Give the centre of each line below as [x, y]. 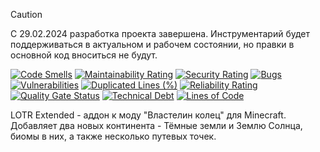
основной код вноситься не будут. [84, 55]
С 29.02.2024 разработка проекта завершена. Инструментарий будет [160, 33]
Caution [26, 14]
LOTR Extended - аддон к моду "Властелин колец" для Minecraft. [148, 115]
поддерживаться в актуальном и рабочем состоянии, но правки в [152, 44]
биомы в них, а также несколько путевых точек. [113, 136]
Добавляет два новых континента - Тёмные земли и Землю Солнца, [156, 125]
